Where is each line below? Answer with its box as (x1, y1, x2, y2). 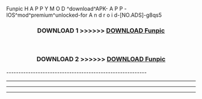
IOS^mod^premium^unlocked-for (6, 11, 88, 19)
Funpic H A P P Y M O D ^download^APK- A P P (6, 5, 123, 12)
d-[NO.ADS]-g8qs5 (114, 11, 162, 19)
